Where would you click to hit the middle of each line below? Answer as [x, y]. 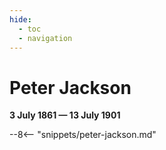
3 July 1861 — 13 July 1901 [65, 115]
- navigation [45, 38]
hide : [20, 19]
